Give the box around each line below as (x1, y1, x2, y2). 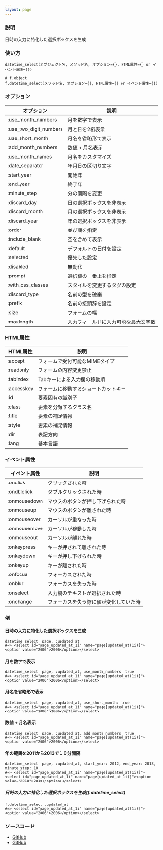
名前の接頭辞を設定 (67, 300, 112, 307)
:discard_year (7, 217, 38, 224)
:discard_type (7, 291, 39, 298)
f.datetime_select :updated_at (5, 802, 69, 807)
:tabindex (7, 375, 29, 382)
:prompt (7, 272, 26, 279)
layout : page (5, 7, 32, 12)
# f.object (5, 76, 27, 81)
